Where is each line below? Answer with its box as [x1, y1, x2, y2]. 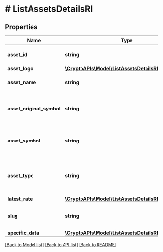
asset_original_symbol [7, 105, 61, 112]
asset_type [7, 173, 34, 179]
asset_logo [7, 65, 33, 72]
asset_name [7, 79, 36, 86]
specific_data [7, 229, 40, 236]
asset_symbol [7, 137, 40, 144]
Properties [5, 23, 38, 31]
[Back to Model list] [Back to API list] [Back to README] [5, 242, 116, 248]
